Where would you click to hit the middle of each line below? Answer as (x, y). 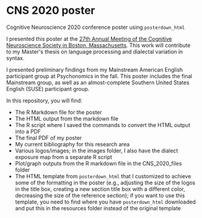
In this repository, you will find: (44, 101)
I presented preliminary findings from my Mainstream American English (95, 69)
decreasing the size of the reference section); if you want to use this (100, 195)
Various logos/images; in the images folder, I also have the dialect (96, 151)
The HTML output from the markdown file (67, 119)
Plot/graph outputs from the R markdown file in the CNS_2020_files (98, 163)
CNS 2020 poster (51, 11)
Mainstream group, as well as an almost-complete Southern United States (98, 83)
